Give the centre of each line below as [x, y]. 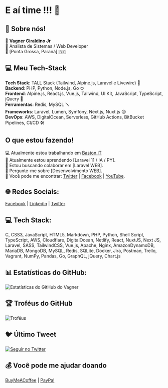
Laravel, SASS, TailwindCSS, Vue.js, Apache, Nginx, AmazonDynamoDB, [80, 245]
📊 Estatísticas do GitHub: [46, 272]
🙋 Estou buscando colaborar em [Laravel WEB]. [54, 165]
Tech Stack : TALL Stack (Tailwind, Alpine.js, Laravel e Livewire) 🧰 [73, 83]
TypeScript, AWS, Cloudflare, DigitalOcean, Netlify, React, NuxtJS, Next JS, [83, 240]
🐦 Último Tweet [31, 335]
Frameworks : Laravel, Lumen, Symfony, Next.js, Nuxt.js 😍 [66, 111]
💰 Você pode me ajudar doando [56, 366]
